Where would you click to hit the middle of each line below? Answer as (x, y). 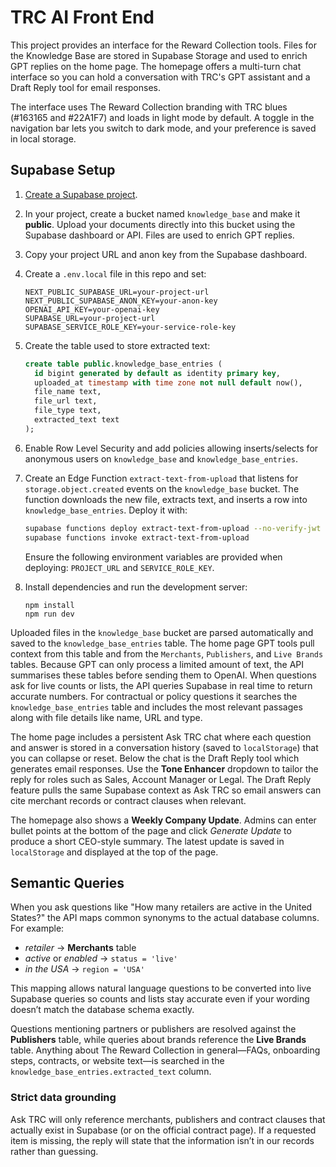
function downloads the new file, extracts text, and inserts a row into (166, 499)
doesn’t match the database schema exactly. (102, 1010)
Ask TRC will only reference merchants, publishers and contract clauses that (168, 1119)
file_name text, (68, 392)
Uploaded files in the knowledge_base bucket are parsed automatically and (162, 632)
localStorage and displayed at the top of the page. (114, 852)
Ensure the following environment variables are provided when (153, 557)
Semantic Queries (67, 882)
